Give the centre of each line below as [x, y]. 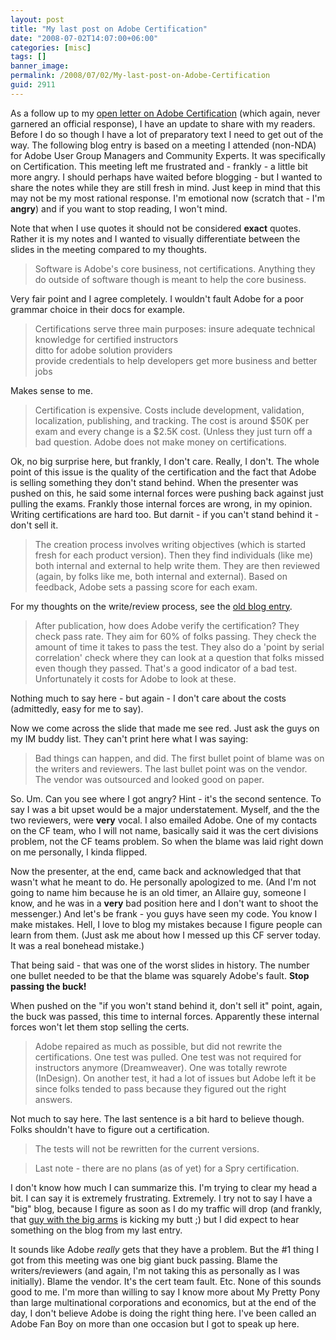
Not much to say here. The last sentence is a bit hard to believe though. [157, 1118]
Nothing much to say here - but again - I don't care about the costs [148, 698]
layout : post [37, 19]
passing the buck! [48, 986]
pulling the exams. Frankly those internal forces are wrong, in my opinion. [161, 503]
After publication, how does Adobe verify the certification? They [167, 625]
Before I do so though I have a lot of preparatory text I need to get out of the [167, 134]
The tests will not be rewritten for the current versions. [147, 1148]
